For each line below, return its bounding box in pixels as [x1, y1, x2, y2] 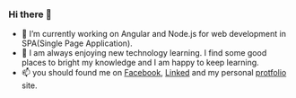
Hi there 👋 [8, 8, 53, 21]
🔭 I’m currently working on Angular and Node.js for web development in [21, 29, 286, 40]
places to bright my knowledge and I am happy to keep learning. [21, 58, 259, 68]
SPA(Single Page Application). [21, 38, 134, 49]
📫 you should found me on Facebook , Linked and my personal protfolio [21, 67, 287, 78]
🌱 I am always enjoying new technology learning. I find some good [21, 48, 267, 58]
